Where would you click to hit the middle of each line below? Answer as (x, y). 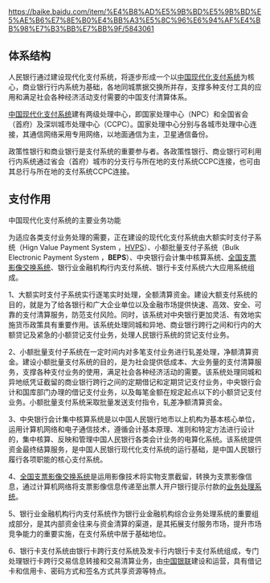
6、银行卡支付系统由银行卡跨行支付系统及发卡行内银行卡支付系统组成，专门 (134, 551)
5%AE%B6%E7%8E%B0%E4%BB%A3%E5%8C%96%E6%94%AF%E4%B (135, 20)
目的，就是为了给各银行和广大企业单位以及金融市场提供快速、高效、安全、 (131, 304)
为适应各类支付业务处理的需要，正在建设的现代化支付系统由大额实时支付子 (131, 237)
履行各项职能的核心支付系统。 (57, 459)
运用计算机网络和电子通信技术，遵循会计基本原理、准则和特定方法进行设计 (131, 429)
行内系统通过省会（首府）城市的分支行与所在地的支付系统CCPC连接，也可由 (135, 161)
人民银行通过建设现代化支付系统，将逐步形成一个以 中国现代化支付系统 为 (128, 76)
